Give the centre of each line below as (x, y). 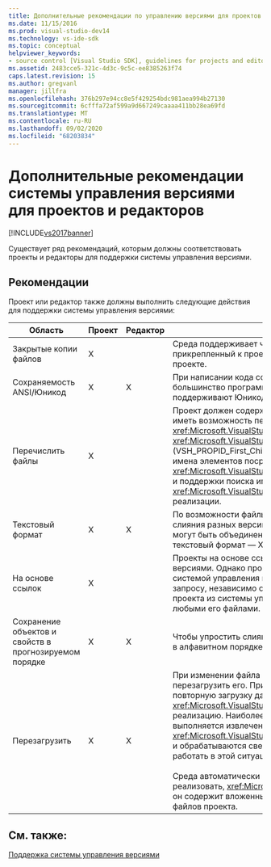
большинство (199, 387)
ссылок (27, 588)
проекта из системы (212, 599)
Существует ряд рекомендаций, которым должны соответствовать (125, 248)
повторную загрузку (213, 696)
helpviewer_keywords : (45, 53)
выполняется (198, 726)
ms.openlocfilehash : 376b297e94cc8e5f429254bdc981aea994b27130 (117, 99)
